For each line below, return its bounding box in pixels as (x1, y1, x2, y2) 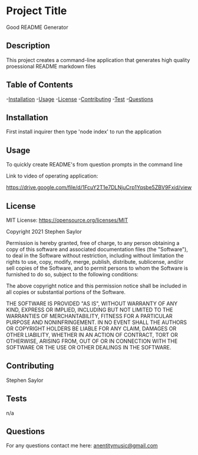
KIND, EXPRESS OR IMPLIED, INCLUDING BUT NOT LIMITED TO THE (6, 306, 173, 313)
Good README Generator (6, 24, 69, 31)
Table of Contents (6, 80, 74, 90)
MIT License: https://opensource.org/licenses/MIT (6, 217, 128, 224)
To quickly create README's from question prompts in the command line (6, 161, 183, 168)
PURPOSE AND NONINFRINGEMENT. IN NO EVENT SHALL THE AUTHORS (6, 319, 187, 326)
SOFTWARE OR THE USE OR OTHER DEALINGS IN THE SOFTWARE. (6, 344, 171, 351)
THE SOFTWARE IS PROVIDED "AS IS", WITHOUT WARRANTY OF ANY (6, 300, 178, 307)
